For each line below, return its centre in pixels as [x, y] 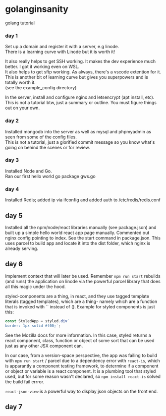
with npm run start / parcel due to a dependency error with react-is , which [83, 360]
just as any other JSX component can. [44, 346]
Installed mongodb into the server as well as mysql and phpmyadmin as [78, 131]
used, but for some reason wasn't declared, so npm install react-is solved [83, 376]
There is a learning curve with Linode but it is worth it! [60, 52]
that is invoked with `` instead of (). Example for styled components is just [80, 306]
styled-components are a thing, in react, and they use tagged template [77, 296]
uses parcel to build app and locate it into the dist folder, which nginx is [78, 243]
